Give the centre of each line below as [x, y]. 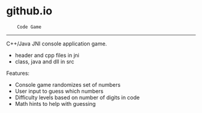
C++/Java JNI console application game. [57, 44]
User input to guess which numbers [59, 91]
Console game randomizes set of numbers [68, 84]
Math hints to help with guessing [55, 103]
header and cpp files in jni [47, 55]
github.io [29, 11]
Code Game [29, 27]
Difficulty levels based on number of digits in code [77, 97]
